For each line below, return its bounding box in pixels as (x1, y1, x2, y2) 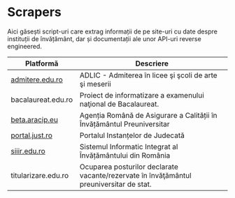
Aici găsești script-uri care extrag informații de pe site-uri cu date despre (7, 27, 218, 36)
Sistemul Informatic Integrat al (79, 142, 178, 151)
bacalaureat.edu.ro (10, 95, 73, 105)
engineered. (7, 42, 42, 50)
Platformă (24, 59, 59, 68)
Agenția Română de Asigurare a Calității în (79, 110, 218, 120)
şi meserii (79, 79, 112, 89)
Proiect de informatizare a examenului (79, 90, 204, 100)
